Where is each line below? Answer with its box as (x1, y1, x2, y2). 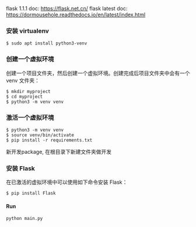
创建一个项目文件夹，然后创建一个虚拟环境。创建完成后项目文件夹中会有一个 (6, 70, 190, 77)
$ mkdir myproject (6, 88, 51, 94)
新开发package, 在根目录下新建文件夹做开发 (6, 148, 112, 155)
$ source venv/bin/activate (6, 132, 75, 138)
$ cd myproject (6, 94, 43, 99)
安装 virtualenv (6, 26, 50, 35)
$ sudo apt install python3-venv (6, 40, 87, 46)
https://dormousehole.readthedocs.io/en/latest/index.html (6, 11, 146, 18)
